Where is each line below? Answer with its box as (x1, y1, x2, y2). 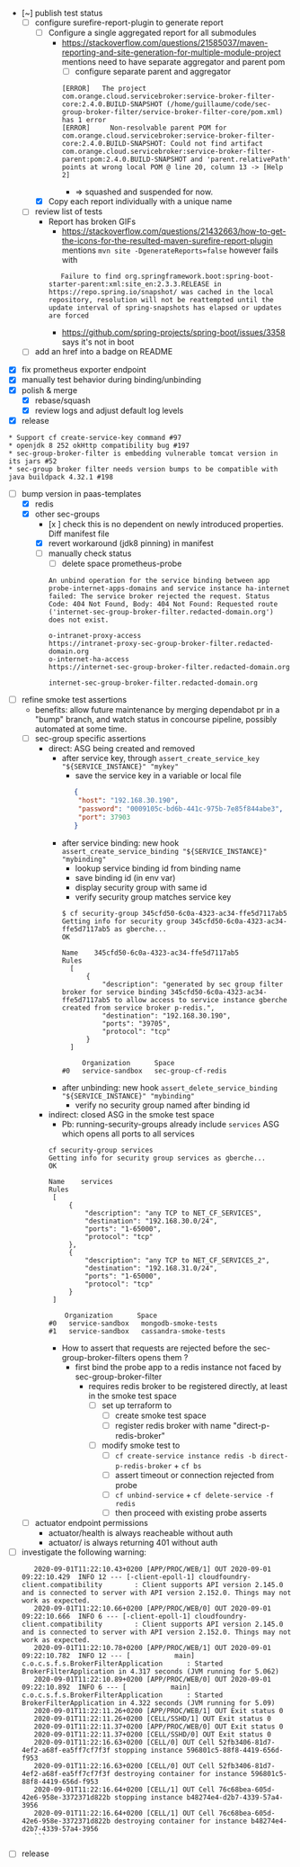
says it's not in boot (61, 337, 135, 347)
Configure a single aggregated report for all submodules (48, 27, 257, 39)
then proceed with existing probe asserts (115, 1507, 267, 1519)
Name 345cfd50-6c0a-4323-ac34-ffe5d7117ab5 (61, 948, 240, 957)
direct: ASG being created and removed (48, 743, 195, 754)
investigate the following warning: (21, 1547, 147, 1557)
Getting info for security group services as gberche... (48, 1153, 266, 1162)
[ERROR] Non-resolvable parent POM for (61, 123, 227, 133)
